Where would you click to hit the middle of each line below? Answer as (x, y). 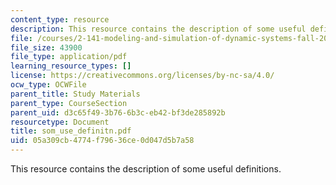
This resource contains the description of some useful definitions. (146, 169)
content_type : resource (60, 19)
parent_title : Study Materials (75, 94)
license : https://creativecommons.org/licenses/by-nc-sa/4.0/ (142, 76)
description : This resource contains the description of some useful (158, 29)
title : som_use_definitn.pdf (71, 131)
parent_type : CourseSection (69, 103)
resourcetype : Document (60, 122)
